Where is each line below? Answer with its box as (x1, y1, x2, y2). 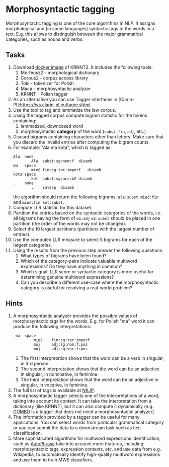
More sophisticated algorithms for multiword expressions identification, (13, 435, 161, 441)
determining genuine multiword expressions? (20, 274, 114, 280)
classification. (13, 430, 42, 436)
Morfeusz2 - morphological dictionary (20, 69, 100, 75)
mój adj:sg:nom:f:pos (33, 342, 88, 347)
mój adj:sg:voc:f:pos (33, 346, 88, 351)
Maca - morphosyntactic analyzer (20, 86, 91, 92)
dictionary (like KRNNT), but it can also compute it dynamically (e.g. (13, 403, 154, 409)
